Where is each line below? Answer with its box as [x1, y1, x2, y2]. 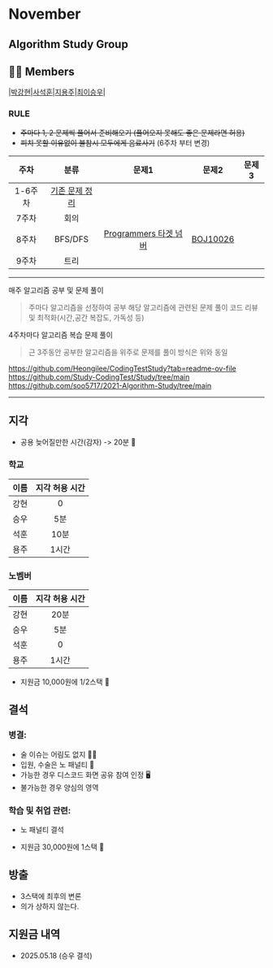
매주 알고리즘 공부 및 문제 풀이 [8, 285, 104, 295]
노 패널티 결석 [19, 825, 64, 835]
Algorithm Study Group [8, 37, 128, 51]
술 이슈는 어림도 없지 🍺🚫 [19, 749, 97, 759]
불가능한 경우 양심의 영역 [19, 782, 99, 792]
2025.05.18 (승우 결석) [19, 950, 93, 960]
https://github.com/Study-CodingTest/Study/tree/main [8, 371, 190, 382]
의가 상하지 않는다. [19, 901, 80, 911]
